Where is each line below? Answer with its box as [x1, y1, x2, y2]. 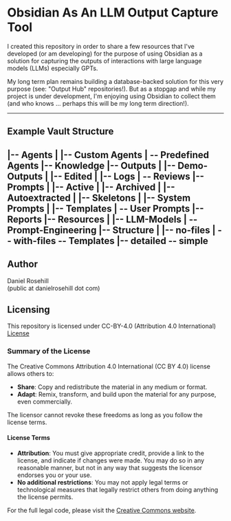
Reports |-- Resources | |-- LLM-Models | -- [7, 213, 198, 225]
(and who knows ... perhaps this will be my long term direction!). [7, 99, 189, 107]
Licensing [7, 304, 50, 315]
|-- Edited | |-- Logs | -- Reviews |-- [50, 170, 205, 182]
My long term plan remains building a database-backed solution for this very [7, 77, 224, 85]
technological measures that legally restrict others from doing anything [16, 485, 219, 494]
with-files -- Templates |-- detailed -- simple [13, 235, 208, 247]
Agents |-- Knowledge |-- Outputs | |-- [7, 159, 176, 171]
